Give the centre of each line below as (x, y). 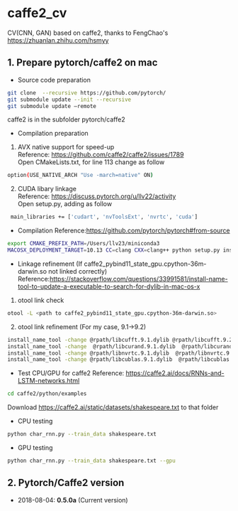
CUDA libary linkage (47, 189)
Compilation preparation (53, 134)
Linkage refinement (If (50, 264)
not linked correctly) (78, 271)
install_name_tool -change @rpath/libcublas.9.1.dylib (90, 360)
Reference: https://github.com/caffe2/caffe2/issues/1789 (101, 155)
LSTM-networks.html (49, 381)
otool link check (41, 300)
